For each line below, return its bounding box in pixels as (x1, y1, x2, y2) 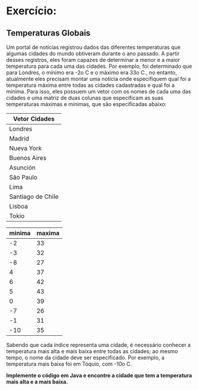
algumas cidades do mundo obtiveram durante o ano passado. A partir (6, 50, 180, 57)
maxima (36, 229, 60, 237)
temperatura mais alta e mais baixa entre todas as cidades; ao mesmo (6, 348, 178, 355)
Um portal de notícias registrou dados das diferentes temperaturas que (6, 43, 181, 51)
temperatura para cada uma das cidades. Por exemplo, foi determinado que (6, 63, 193, 70)
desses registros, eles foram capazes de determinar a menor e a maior (6, 57, 180, 63)
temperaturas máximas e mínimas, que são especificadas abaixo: (6, 101, 167, 108)
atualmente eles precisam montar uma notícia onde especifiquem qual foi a (6, 76, 191, 82)
